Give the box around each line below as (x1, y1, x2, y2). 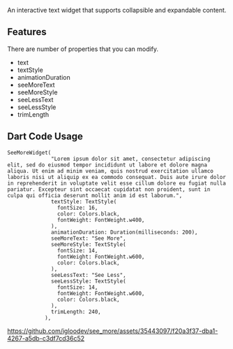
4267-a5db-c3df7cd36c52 (7, 334, 85, 342)
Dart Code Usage (7, 131, 84, 143)
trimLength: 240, (51, 308, 101, 315)
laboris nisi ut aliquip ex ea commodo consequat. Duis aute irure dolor (7, 173, 227, 180)
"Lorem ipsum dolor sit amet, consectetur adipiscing (51, 155, 211, 162)
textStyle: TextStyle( (51, 198, 117, 205)
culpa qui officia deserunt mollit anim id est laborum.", (7, 192, 183, 199)
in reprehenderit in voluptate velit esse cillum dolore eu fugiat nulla (7, 180, 227, 187)
